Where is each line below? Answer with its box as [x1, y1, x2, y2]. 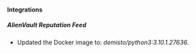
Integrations [7, 5, 43, 14]
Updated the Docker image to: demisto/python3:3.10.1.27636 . [16, 38, 189, 46]
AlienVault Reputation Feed [7, 21, 87, 29]
